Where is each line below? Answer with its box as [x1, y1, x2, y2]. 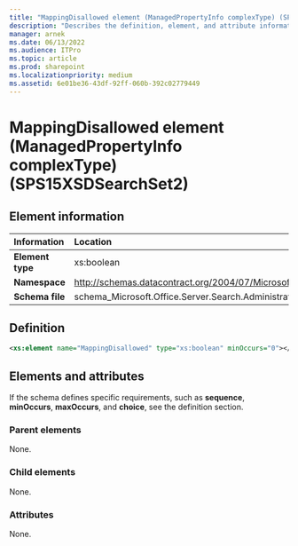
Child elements [9, 466, 76, 479]
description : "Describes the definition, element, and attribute [9, 21, 255, 30]
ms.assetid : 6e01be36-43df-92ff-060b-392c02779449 [9, 79, 200, 88]
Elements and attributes [9, 368, 145, 384]
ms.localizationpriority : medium [9, 71, 133, 80]
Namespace [13, 276, 67, 289]
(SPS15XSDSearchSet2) [9, 174, 189, 194]
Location [74, 235, 113, 248]
